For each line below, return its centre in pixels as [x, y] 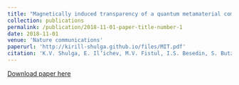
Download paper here [39, 73]
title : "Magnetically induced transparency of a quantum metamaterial [114, 14]
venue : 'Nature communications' [55, 40]
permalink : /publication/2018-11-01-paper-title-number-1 [95, 27]
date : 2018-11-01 [33, 34]
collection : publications [46, 21]
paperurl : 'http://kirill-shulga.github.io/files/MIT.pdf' [97, 47]
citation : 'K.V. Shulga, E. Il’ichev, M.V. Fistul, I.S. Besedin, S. [113, 54]
